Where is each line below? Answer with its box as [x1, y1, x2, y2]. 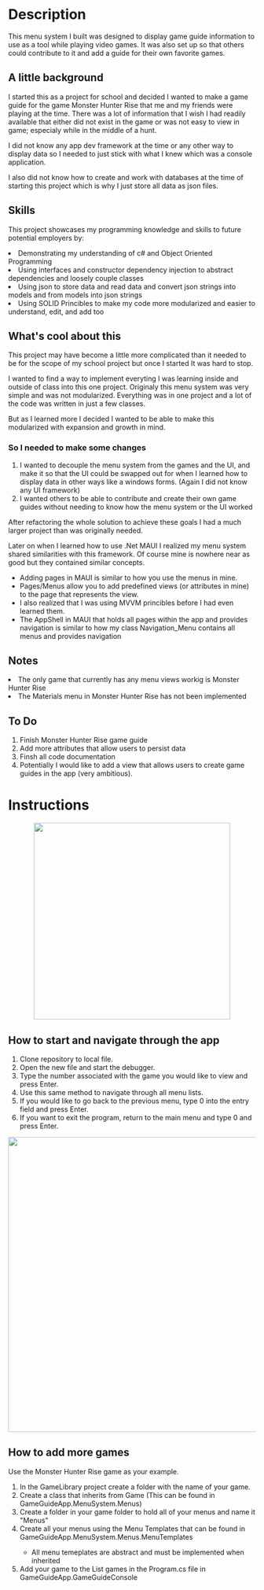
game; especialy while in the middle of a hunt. [8, 125, 157, 135]
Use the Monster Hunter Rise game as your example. [8, 1466, 179, 1476]
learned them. [19, 606, 65, 615]
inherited [31, 1555, 60, 1565]
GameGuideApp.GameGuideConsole [19, 1572, 137, 1582]
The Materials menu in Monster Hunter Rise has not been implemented [18, 692, 247, 701]
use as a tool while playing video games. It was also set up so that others [8, 39, 245, 49]
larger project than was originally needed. [8, 526, 143, 535]
